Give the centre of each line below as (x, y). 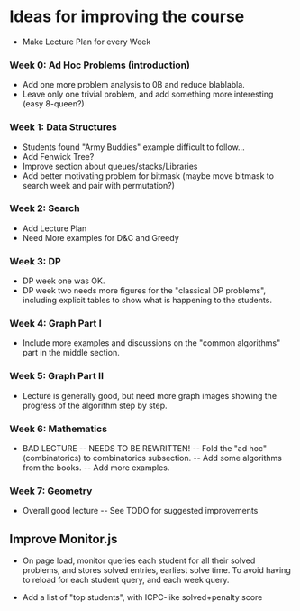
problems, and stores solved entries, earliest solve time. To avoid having (156, 570)
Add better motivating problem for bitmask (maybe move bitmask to (148, 176)
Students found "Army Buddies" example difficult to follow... (133, 147)
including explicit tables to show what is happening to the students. (147, 301)
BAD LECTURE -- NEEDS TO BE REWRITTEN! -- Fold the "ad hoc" (145, 449)
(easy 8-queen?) (53, 104)
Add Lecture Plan (55, 228)
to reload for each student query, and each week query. (126, 580)
